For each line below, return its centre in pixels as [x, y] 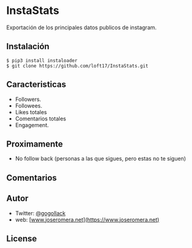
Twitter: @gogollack [40, 213]
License [22, 239]
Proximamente [35, 144]
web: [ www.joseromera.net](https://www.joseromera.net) [87, 219]
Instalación [28, 46]
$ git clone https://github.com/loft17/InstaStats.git [77, 66]
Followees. [29, 105]
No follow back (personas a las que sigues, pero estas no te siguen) [101, 159]
